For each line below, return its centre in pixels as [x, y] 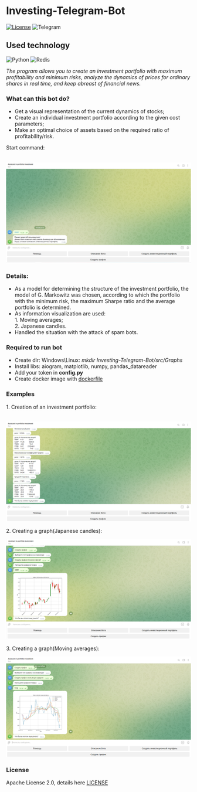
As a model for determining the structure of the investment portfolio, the [101, 288]
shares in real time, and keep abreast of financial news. [74, 83]
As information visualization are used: [60, 313]
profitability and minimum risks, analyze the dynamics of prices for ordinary [98, 77]
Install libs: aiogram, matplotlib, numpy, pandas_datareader [86, 366]
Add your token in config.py [49, 373]
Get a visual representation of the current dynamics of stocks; [89, 111]
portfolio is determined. [43, 307]
